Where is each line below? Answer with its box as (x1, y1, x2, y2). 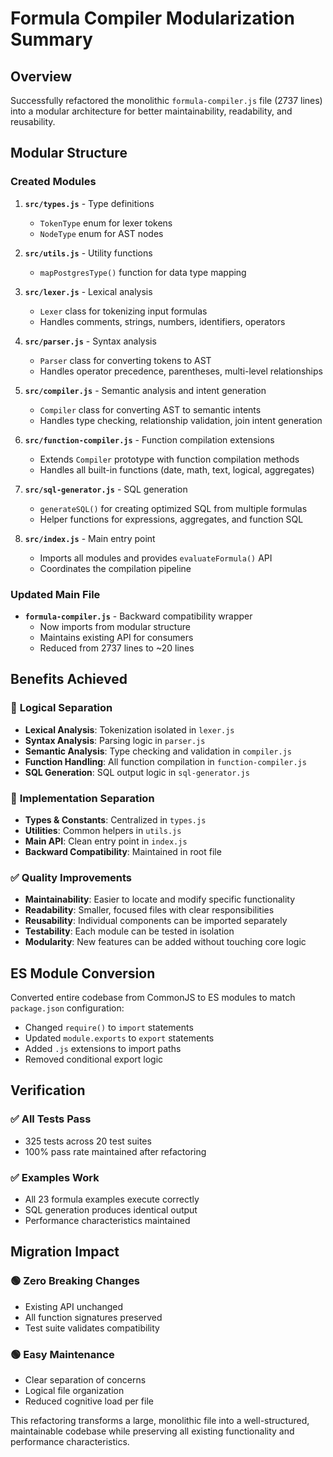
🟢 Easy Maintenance (10, 1347, 115, 1361)
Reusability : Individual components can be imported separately (24, 915, 288, 927)
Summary (10, 28, 93, 51)
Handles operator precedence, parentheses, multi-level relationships (39, 365, 323, 377)
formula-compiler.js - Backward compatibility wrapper (24, 610, 253, 622)
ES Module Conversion (10, 965, 156, 982)
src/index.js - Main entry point (24, 532, 156, 544)
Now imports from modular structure (39, 620, 191, 632)
